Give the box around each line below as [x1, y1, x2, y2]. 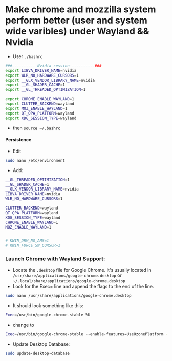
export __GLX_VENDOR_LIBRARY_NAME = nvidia [5, 78, 95, 83]
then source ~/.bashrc [12, 125, 60, 131]
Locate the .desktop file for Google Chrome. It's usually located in [12, 267, 152, 273]
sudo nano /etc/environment [5, 158, 66, 163]
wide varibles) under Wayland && [5, 26, 149, 37]
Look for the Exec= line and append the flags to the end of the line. [12, 283, 155, 290]
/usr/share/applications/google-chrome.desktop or [12, 272, 122, 278]
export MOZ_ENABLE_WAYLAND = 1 [5, 106, 68, 111]
